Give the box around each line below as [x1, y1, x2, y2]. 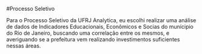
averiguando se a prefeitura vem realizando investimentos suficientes [6, 36, 180, 43]
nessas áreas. [6, 42, 41, 49]
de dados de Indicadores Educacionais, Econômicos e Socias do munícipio [6, 23, 194, 30]
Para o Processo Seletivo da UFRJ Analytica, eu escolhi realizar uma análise [6, 17, 197, 23]
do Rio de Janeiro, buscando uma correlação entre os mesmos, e [6, 29, 170, 37]
